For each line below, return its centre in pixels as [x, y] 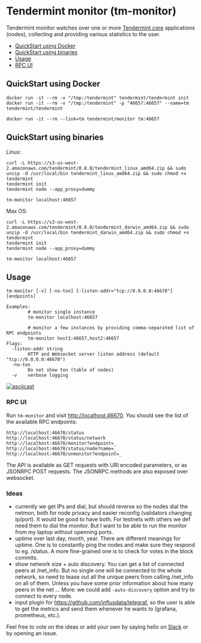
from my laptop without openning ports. [64, 532]
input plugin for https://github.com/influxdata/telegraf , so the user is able [105, 602]
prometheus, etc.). [38, 615]
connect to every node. [44, 596]
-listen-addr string [37, 349]
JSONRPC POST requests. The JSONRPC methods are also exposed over [97, 471]
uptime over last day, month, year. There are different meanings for [98, 538]
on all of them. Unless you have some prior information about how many [104, 583]
